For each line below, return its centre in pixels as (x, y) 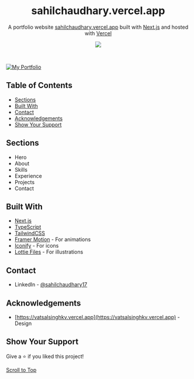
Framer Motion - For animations (53, 239)
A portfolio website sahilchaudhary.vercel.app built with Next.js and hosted (98, 27)
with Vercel (98, 33)
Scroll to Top (21, 370)
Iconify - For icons (37, 246)
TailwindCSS (30, 234)
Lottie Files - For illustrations (49, 252)
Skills (21, 170)
